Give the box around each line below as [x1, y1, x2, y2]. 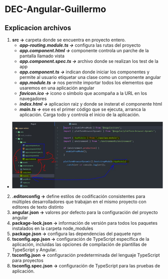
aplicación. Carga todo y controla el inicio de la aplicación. [19, 112, 140, 118]
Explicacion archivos [5, 24, 71, 32]
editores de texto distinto [12, 204, 64, 210]
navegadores [19, 96, 47, 102]
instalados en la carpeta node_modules [12, 225, 93, 231]
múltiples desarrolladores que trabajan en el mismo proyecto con [12, 199, 146, 205]
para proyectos [12, 257, 44, 263]
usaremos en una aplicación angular [19, 85, 95, 91]
